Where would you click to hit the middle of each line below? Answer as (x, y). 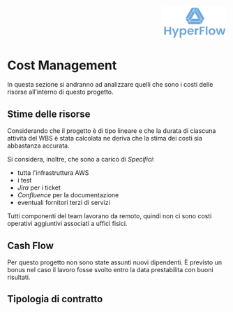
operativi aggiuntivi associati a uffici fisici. (67, 224)
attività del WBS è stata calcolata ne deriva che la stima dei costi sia (105, 139)
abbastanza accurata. (38, 146)
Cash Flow (30, 245)
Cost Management (62, 65)
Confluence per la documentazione (68, 195)
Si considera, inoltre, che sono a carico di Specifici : (81, 159)
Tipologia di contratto (55, 299)
